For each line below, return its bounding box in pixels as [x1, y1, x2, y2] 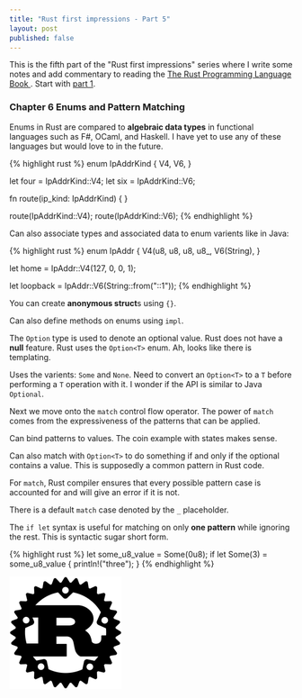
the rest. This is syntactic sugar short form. [9, 531, 169, 542]
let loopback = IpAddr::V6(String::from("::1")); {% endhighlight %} [9, 280, 252, 291]
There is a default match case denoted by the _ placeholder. [9, 504, 229, 515]
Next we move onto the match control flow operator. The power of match [9, 405, 274, 416]
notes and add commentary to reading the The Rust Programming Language [9, 68, 292, 80]
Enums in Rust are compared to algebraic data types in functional [9, 122, 254, 132]
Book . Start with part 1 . [9, 78, 96, 89]
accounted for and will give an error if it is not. [9, 486, 180, 497]
